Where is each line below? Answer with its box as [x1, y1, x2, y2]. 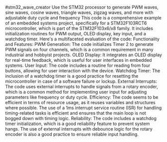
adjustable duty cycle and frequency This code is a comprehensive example [5, 15, 162, 20]
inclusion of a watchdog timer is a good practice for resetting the [5, 73, 139, 79]
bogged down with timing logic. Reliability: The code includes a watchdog [5, 116, 157, 121]
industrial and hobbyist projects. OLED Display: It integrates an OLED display [5, 52, 162, 58]
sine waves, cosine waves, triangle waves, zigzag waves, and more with [5, 9, 154, 15]
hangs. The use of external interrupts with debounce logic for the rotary [5, 126, 153, 132]
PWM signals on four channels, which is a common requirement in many [5, 47, 154, 52]
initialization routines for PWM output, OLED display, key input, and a [5, 31, 146, 36]
